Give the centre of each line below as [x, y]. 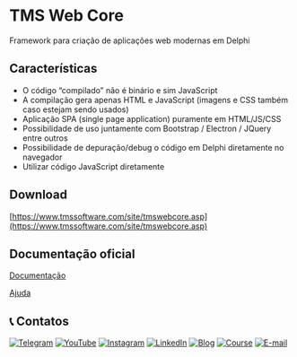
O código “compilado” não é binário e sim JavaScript [120, 90]
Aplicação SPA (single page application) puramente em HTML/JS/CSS [152, 118]
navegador [42, 157]
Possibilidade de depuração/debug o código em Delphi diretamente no [153, 147]
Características [53, 69]
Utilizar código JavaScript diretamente [93, 166]
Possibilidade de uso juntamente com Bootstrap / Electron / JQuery [147, 128]
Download [38, 195]
